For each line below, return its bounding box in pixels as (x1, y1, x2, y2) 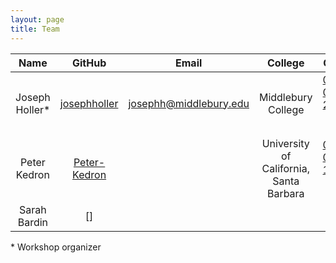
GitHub (71, 56, 107, 70)
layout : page (10, 14, 65, 25)
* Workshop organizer (10, 241, 102, 253)
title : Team (10, 24, 60, 34)
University (261, 136, 310, 150)
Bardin (17, 215, 49, 229)
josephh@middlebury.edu (128, 96, 250, 110)
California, (261, 161, 310, 175)
